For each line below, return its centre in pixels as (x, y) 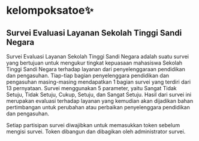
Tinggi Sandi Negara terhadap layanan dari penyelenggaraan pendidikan (96, 69)
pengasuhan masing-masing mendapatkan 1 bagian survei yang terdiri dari (98, 82)
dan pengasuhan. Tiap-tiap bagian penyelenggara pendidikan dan (88, 76)
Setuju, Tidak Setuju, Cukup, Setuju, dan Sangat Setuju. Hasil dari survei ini (99, 94)
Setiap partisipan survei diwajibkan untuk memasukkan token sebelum (93, 125)
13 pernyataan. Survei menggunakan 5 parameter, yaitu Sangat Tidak (91, 88)
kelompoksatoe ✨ (50, 10)
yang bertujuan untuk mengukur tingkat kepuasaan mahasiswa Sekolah (94, 63)
